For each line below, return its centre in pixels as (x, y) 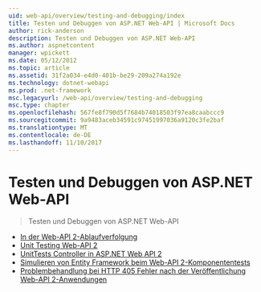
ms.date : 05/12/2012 (43, 61)
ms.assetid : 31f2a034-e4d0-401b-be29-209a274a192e (95, 75)
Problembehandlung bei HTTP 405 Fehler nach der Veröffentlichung (133, 271)
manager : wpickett (39, 53)
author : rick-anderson (46, 30)
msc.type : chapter (39, 105)
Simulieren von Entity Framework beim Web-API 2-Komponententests (135, 262)
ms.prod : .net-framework (50, 90)
